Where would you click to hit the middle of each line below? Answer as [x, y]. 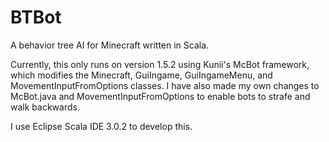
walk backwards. [45, 107]
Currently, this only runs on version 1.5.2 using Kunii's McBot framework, [160, 64]
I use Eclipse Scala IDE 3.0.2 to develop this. [101, 126]
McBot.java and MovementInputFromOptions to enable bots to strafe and [160, 96]
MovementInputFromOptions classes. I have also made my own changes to [165, 85]
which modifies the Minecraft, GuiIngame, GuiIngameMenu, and [141, 75]
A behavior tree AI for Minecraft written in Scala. [110, 45]
